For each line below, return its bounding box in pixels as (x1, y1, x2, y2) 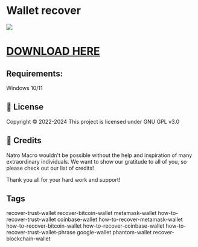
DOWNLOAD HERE (6, 45, 101, 58)
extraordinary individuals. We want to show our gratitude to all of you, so (6, 158, 187, 165)
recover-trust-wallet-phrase (6, 229, 76, 236)
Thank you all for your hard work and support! (6, 176, 121, 183)
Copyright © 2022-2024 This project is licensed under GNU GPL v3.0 (6, 118, 180, 125)
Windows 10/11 (6, 84, 43, 91)
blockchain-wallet (6, 235, 51, 242)
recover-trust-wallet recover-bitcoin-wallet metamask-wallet (6, 210, 157, 217)
